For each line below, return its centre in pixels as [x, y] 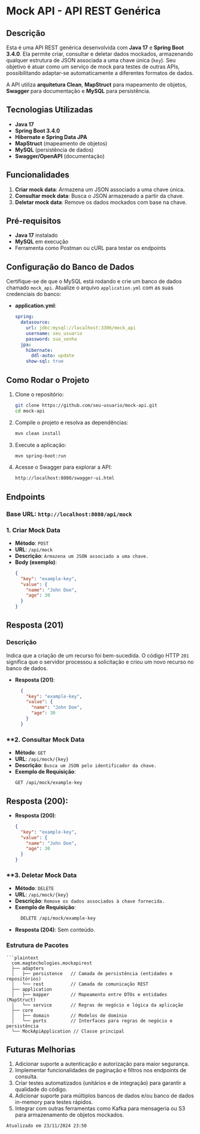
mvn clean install [38, 433]
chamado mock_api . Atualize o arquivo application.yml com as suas [90, 288]
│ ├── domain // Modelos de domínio [69, 1015]
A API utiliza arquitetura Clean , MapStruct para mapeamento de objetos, [97, 85]
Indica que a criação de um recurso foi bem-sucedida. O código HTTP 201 [98, 655]
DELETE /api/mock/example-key [58, 918]
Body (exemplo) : [36, 562]
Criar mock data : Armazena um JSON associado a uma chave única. [100, 189]
